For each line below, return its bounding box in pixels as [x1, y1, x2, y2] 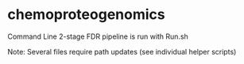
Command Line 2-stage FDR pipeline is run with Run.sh [7, 32, 188, 41]
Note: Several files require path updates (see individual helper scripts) [7, 47, 237, 56]
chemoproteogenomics [7, 6, 165, 24]
